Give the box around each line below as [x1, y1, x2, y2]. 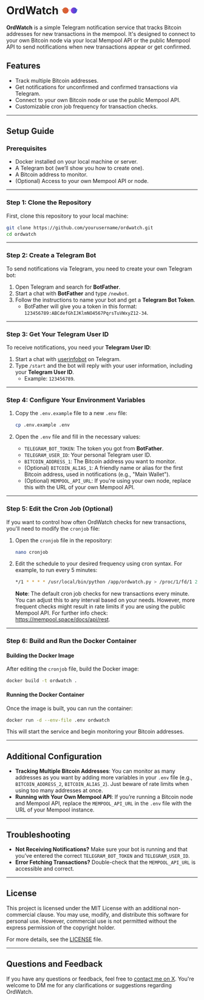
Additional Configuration [6, 751, 102, 762]
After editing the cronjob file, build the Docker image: [6, 665, 139, 672]
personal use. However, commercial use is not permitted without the [6, 917, 177, 925]
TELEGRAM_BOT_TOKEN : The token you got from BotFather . [24, 445, 164, 452]
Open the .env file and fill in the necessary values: [15, 433, 141, 441]
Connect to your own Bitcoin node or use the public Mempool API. [15, 96, 181, 103]
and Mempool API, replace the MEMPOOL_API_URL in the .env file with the [15, 800, 192, 807]
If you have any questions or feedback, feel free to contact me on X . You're [6, 975, 194, 982]
